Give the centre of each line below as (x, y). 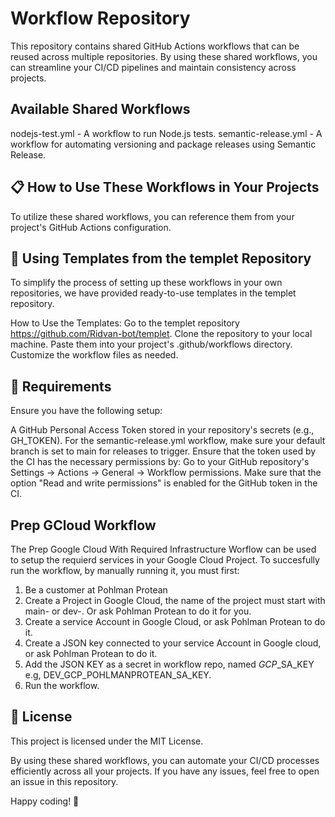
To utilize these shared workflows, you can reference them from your (152, 216)
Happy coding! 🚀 (45, 801)
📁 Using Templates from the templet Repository (161, 258)
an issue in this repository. (64, 781)
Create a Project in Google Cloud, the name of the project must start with (175, 600)
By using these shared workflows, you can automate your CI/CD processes (165, 760)
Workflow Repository (100, 18)
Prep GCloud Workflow (83, 525)
